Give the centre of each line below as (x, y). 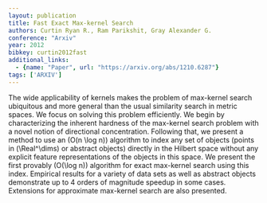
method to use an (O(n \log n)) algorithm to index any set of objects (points (132, 139)
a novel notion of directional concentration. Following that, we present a (126, 131)
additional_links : (39, 61)
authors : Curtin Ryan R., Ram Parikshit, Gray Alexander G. (110, 30)
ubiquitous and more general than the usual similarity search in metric (123, 106)
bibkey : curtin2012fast (48, 53)
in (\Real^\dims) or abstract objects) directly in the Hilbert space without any (133, 148)
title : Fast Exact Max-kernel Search (71, 23)
